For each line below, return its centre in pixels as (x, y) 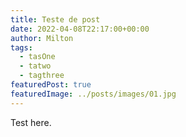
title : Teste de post (55, 19)
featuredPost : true (51, 85)
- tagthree (42, 76)
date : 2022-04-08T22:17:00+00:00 (80, 29)
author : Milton (42, 38)
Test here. (31, 122)
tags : (21, 47)
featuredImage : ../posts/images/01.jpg (93, 94)
